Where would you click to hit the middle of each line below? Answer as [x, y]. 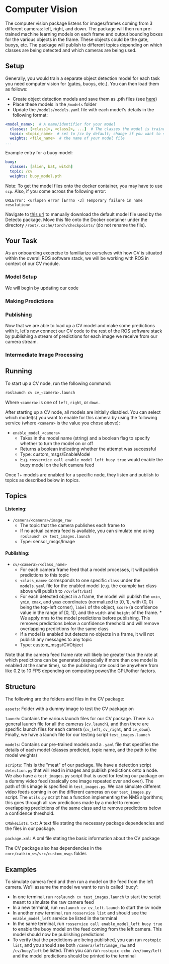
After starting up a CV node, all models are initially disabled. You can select [83, 412]
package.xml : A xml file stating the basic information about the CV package [82, 839]
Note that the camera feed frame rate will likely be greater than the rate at [81, 655]
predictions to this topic [45, 575]
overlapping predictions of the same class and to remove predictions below [83, 808]
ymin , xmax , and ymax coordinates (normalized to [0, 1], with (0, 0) [87, 602]
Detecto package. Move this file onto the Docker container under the [76, 220]
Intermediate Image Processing [45, 355]
